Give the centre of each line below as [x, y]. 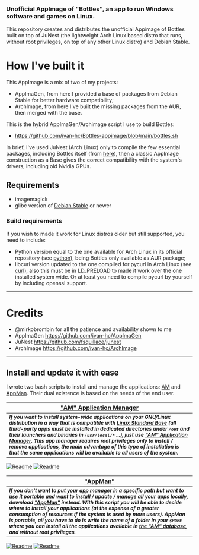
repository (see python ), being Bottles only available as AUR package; [100, 258]
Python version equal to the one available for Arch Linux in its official [98, 252]
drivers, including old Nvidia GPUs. [49, 166]
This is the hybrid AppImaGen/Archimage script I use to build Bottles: [90, 124]
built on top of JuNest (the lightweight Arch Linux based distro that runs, [94, 36]
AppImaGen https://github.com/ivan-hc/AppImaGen [78, 336]
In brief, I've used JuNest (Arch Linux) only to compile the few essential [93, 147]
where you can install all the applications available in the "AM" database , [98, 526]
